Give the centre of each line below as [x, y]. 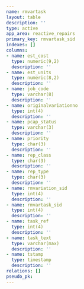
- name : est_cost [28, 56]
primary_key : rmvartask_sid [41, 39]
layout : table [24, 17]
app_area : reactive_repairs [41, 34]
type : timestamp [31, 260]
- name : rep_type [28, 172]
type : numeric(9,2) [35, 61]
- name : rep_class [29, 155]
